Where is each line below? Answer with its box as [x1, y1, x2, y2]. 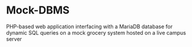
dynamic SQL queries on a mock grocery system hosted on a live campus [6, 29, 187, 36]
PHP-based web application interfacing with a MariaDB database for [6, 23, 173, 30]
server [6, 35, 23, 42]
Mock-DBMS [6, 4, 70, 17]
